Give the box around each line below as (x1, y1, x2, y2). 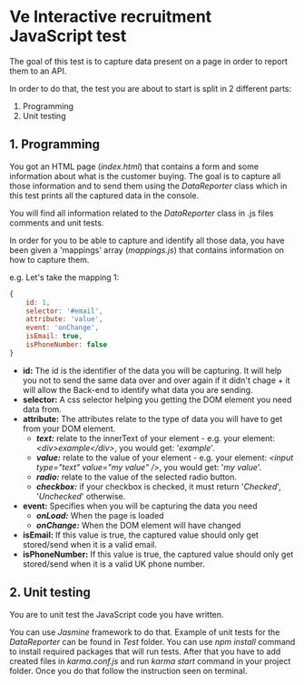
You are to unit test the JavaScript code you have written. (9, 609, 224, 620)
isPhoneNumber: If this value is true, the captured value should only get (22, 549, 294, 559)
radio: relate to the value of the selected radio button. (35, 471, 238, 482)
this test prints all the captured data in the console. (9, 189, 200, 201)
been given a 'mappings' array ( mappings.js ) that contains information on (9, 244, 284, 256)
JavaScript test (9, 25, 127, 46)
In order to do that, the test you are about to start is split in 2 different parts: (9, 83, 292, 94)
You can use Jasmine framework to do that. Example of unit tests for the (9, 626, 280, 638)
